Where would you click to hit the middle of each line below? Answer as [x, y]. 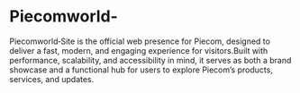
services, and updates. [52, 79]
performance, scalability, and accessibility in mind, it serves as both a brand [150, 60]
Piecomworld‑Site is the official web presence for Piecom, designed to [140, 41]
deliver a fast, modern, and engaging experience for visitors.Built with [139, 50]
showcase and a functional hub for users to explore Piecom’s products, [141, 70]
